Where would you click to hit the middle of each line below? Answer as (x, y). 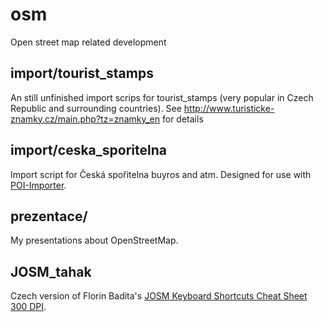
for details (182, 119)
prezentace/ (49, 216)
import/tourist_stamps (82, 73)
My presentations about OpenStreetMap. (94, 240)
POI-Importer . (38, 185)
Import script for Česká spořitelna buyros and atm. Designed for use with (161, 174)
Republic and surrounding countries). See (96, 108)
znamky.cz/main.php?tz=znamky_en (85, 119)
